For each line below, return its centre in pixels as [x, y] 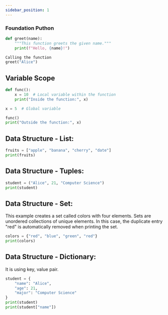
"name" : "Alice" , [33, 283]
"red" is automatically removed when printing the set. [62, 227]
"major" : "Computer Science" [46, 293]
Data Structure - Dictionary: [51, 257]
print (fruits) [21, 155]
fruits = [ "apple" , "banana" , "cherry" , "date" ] [58, 151]
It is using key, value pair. [32, 269]
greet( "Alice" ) [22, 62]
